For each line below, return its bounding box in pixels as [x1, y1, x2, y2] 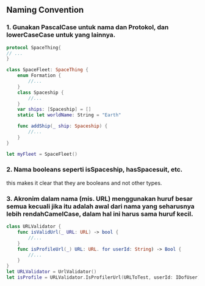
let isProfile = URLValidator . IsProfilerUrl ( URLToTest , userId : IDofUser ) [6, 274, 201, 281]
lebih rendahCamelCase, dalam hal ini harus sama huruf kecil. [6, 209, 193, 218]
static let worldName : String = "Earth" [17, 112, 121, 118]
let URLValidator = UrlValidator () [6, 269, 97, 275]
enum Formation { [17, 72, 62, 78]
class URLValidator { [6, 223, 62, 230]
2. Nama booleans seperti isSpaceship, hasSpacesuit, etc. [6, 166, 183, 174]
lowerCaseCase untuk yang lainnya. [6, 30, 116, 39]
